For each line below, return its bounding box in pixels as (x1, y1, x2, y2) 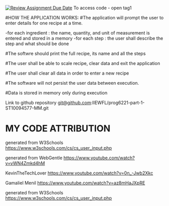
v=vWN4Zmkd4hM (5, 160, 45, 166)
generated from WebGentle (5, 155, 63, 161)
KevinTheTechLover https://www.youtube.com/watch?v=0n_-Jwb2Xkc (5, 170, 154, 176)
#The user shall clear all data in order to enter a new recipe (5, 70, 129, 76)
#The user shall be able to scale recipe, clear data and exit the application (5, 60, 160, 66)
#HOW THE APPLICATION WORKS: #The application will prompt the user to (5, 15, 164, 20)
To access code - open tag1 (73, 5, 132, 11)
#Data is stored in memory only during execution (5, 90, 108, 96)
